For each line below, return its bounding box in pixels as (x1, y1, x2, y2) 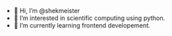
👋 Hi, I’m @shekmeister (13, 7, 81, 15)
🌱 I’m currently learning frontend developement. (13, 21, 151, 29)
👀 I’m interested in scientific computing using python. (13, 14, 166, 22)
